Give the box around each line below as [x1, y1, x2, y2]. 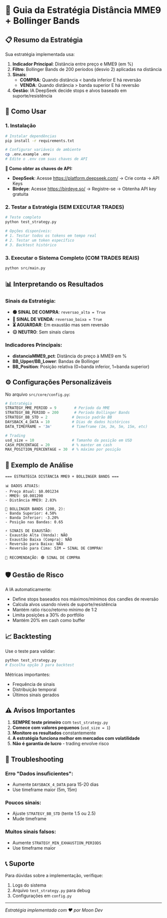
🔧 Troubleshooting [5, 755, 64, 763]
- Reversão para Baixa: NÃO [5, 542, 64, 547]
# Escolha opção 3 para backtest [5, 662, 75, 667]
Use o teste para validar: [5, 648, 56, 654]
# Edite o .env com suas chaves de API [5, 157, 88, 162]
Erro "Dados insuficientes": [5, 770, 74, 777]
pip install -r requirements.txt [5, 138, 75, 143]
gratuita [12, 191, 29, 197]
